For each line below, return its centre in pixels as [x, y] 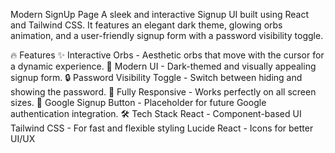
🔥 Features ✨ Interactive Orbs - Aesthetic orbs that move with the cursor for [167, 55]
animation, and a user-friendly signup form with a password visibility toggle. [167, 35]
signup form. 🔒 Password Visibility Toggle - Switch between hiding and [156, 77]
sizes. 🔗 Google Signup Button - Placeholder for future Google [138, 102]
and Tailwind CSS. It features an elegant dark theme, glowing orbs [146, 25]
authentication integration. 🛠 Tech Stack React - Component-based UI [156, 113]
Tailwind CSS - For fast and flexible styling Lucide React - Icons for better [162, 128]
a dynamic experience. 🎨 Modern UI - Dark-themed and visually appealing [163, 66]
